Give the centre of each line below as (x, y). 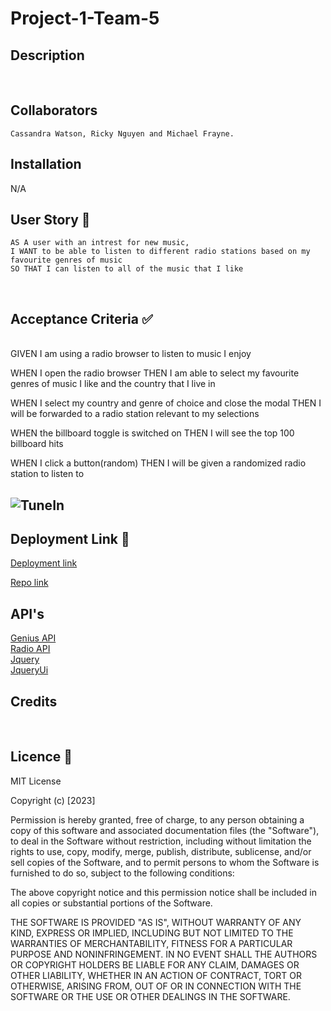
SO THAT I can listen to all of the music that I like (127, 269)
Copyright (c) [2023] (53, 800)
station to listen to (47, 474)
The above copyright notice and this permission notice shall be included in (163, 892)
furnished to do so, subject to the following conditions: (122, 873)
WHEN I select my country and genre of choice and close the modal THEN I (166, 403)
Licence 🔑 (41, 757)
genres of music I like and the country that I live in (113, 384)
